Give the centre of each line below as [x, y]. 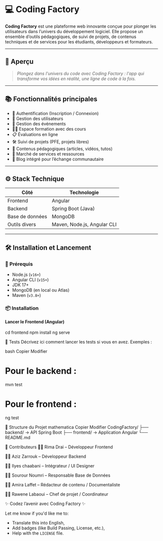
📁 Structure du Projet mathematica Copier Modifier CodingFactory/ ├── [77, 427]
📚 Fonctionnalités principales [51, 99]
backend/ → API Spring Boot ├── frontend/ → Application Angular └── [76, 432]
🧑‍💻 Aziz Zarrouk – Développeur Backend [46, 457]
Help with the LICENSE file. [38, 533]
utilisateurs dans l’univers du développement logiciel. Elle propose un [74, 31]
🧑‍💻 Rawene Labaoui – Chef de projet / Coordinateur [57, 494]
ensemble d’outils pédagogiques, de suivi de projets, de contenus [71, 37]
